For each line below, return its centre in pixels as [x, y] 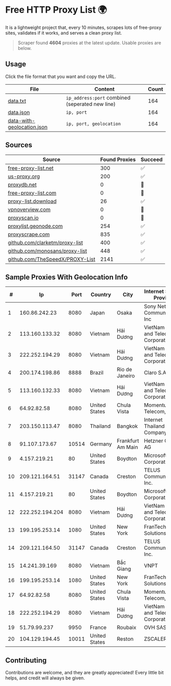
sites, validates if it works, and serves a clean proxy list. [64, 33]
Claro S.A [155, 373]
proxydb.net [22, 184]
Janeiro [126, 376]
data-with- [22, 120]
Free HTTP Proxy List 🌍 [56, 10]
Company [155, 433]
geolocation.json [28, 127]
